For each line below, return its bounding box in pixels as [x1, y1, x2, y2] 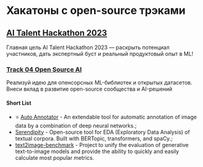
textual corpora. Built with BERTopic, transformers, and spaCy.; [15, 134, 173, 142]
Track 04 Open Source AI [6, 65, 82, 73]
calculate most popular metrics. [15, 154, 95, 161]
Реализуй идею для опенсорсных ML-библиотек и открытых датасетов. [6, 79, 193, 87]
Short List [6, 99, 32, 106]
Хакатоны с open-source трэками [6, 4, 186, 18]
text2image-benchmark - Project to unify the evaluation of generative [15, 141, 189, 148]
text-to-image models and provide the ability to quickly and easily [15, 148, 179, 155]
